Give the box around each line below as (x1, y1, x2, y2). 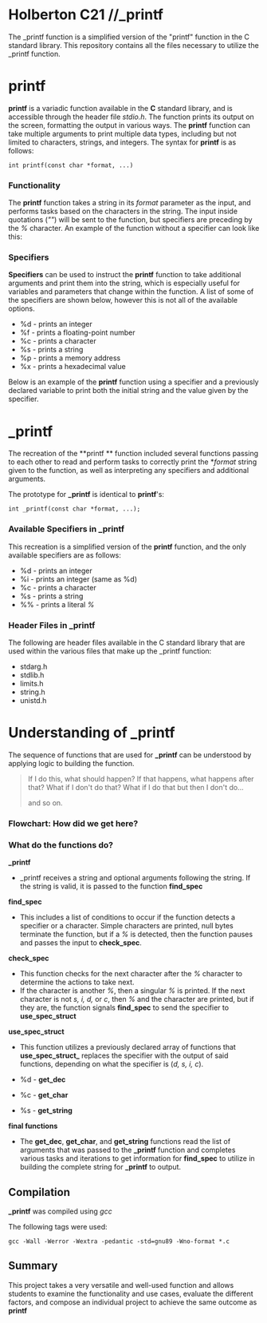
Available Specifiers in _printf (8, 523, 125, 534)
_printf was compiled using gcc (8, 1206, 113, 1216)
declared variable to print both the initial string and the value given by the (8, 386, 249, 395)
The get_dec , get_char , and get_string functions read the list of (19, 1137, 231, 1146)
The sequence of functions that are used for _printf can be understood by (8, 749, 252, 760)
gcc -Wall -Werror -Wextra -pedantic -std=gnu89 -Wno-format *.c (8, 1237, 230, 1246)
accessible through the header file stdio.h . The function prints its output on (8, 112, 255, 121)
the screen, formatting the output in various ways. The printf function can (8, 120, 251, 129)
